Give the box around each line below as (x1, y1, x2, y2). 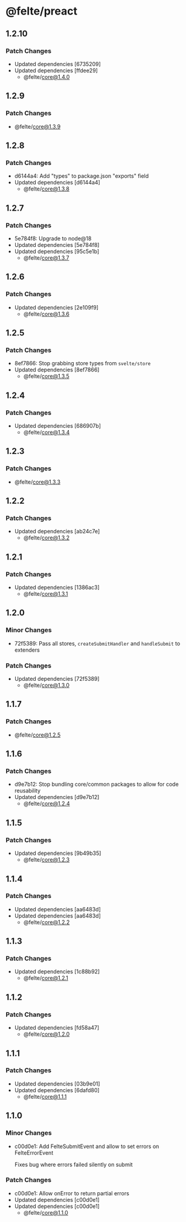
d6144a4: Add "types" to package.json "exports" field (14, 172, 149, 180)
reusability (14, 787, 40, 794)
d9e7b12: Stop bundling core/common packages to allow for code (14, 781, 179, 788)
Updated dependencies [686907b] (14, 422, 101, 429)
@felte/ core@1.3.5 (23, 373, 70, 380)
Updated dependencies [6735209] (14, 60, 101, 67)
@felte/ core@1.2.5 (14, 731, 61, 738)
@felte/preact (5, 4, 78, 18)
